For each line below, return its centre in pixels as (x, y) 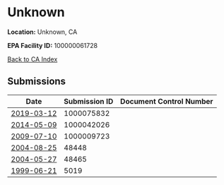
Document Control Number (166, 101)
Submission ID (88, 101)
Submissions (36, 82)
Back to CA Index (33, 59)
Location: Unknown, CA (42, 32)
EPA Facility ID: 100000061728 (52, 45)
